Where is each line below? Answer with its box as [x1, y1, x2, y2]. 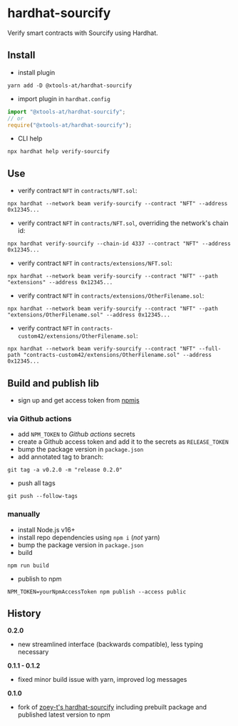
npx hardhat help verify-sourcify [7, 148, 110, 155]
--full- [198, 346, 222, 353]
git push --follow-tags [7, 493, 78, 500]
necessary [17, 648, 49, 656]
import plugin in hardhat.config [17, 94, 110, 103]
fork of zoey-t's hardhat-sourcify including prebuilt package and [17, 703, 207, 712]
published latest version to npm [17, 710, 110, 719]
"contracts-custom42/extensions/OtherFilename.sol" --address [23, 351, 212, 359]
